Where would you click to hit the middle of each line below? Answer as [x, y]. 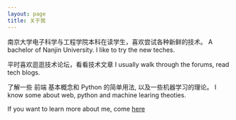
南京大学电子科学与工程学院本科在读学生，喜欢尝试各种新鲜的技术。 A [110, 42]
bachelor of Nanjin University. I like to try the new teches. [91, 50]
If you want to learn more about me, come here [76, 109]
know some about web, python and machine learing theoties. [97, 95]
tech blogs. [24, 72]
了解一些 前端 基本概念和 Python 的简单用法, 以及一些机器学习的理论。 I [112, 87]
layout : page [27, 14]
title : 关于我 [27, 21]
